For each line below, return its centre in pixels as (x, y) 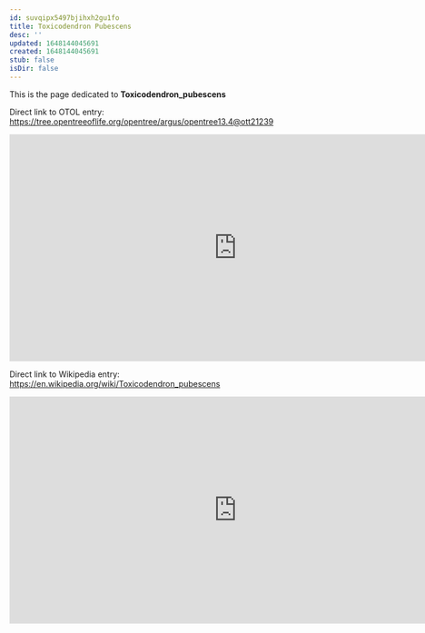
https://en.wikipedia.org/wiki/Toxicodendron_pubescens (115, 383)
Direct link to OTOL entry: (57, 112)
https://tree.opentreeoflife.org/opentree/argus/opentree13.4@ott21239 (142, 121)
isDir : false (34, 69)
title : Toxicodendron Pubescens (70, 26)
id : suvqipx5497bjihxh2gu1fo (64, 18)
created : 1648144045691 (54, 52)
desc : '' (26, 35)
